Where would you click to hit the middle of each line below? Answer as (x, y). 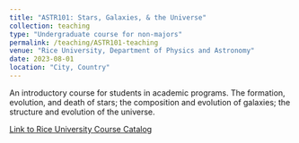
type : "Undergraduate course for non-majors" (96, 34)
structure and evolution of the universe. (82, 112)
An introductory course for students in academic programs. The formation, (147, 93)
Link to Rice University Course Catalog (81, 129)
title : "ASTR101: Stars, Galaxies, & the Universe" (108, 17)
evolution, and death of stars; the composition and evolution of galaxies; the (150, 102)
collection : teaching (50, 26)
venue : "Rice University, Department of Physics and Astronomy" (132, 51)
